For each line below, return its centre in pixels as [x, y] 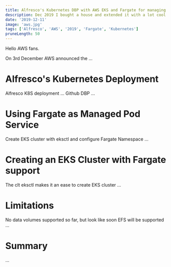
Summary [26, 246]
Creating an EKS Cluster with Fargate [86, 160]
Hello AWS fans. [22, 48]
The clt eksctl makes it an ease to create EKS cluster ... [63, 184]
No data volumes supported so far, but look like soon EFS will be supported [85, 220]
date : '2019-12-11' [26, 19]
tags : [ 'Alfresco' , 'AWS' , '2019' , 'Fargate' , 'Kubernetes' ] [72, 29]
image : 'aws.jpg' [24, 24]
